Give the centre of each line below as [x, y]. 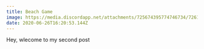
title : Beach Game [29, 12]
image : [15, 17]
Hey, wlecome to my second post [48, 40]
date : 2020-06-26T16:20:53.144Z [47, 23]
